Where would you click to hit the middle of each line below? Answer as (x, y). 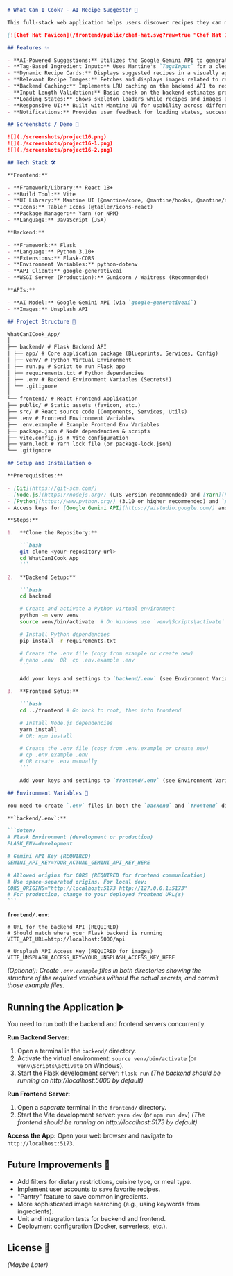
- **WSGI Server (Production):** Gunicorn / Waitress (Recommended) (108, 278)
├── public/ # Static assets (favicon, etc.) (74, 406)
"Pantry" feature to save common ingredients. (83, 1196)
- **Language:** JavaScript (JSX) (57, 220)
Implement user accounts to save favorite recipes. (89, 1189)
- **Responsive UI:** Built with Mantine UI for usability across (105, 105)
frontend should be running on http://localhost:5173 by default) (107, 1122)
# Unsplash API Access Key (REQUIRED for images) (80, 952)
